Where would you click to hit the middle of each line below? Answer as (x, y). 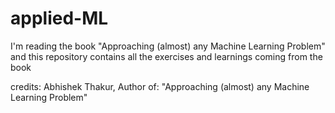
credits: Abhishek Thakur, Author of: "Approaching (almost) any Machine (160, 86)
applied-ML (59, 18)
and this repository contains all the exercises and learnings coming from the (166, 56)
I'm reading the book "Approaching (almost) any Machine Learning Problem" (168, 46)
